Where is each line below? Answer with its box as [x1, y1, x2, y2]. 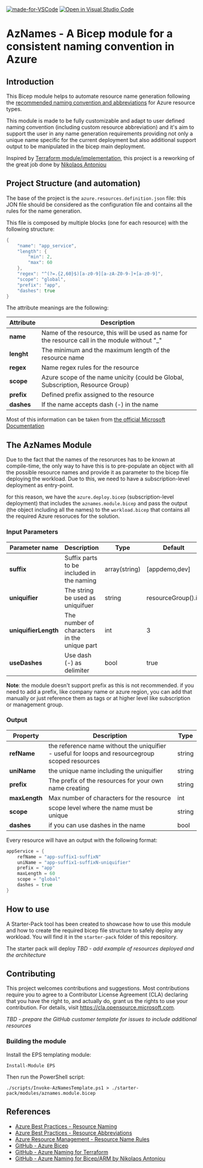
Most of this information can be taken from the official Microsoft [6, 416, 166, 423]
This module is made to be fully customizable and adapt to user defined [6, 117, 185, 124]
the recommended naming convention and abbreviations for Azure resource [6, 99, 195, 106]
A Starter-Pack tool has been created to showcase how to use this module [6, 920, 192, 928]
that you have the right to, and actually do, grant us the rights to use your [6, 998, 188, 1005]
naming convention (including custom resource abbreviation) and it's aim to [6, 124, 195, 131]
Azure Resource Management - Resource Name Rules [14, 1135, 150, 1143]
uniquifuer [64, 601, 94, 610]
